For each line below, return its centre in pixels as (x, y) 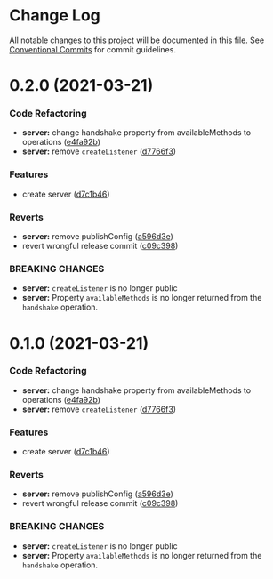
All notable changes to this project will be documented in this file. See (137, 40)
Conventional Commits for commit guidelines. (92, 49)
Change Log (55, 16)
